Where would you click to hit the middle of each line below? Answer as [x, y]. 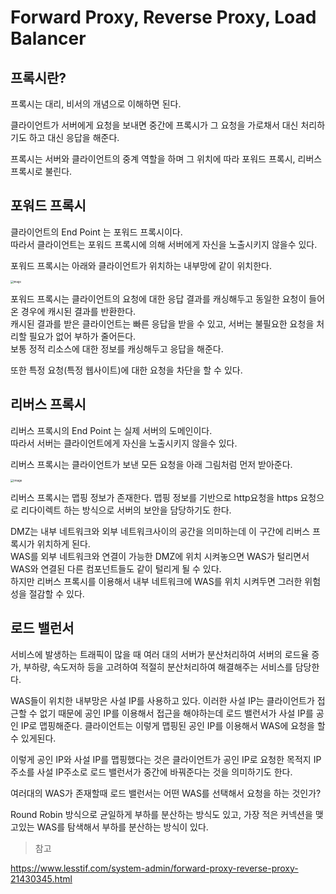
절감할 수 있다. [56, 593]
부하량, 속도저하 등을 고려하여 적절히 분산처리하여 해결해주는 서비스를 [158, 667]
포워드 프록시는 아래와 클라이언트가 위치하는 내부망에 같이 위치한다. [141, 265]
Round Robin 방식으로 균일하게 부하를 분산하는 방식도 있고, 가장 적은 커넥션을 [161, 814]
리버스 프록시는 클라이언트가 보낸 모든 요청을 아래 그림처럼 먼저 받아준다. [151, 464]
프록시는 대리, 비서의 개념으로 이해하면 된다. [96, 104]
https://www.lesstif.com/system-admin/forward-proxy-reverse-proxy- [154, 868]
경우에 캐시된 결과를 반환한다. [78, 311]
